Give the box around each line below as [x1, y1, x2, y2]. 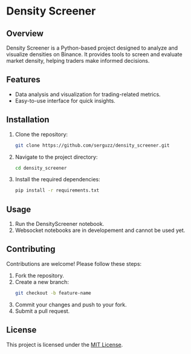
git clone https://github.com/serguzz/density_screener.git [15, 142, 170, 149]
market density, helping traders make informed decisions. [6, 57, 150, 64]
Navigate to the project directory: [15, 153, 98, 161]
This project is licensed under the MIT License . [6, 341, 123, 348]
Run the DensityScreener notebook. [15, 220, 105, 228]
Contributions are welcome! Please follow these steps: [6, 260, 142, 267]
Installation [6, 115, 50, 125]
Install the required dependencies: [15, 176, 101, 183]
